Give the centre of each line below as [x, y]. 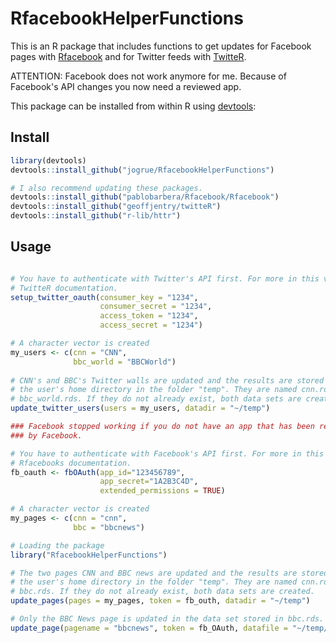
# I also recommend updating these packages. [106, 188]
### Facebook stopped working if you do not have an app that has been [162, 427]
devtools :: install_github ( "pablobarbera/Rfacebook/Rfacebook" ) [145, 197]
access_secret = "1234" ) [151, 325]
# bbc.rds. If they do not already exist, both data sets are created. [162, 592]
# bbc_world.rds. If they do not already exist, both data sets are [156, 399]
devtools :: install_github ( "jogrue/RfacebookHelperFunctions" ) [142, 170]
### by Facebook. [46, 435]
